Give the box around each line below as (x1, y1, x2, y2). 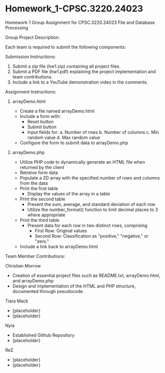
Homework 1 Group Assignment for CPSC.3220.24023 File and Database (5, 19, 156, 25)
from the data (19, 180, 48, 186)
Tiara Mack (5, 298, 28, 304)
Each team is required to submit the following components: (5, 44, 126, 50)
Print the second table (19, 196, 66, 202)
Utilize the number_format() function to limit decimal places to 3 (27, 206, 159, 212)
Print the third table (19, 217, 60, 223)
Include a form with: (19, 113, 61, 119)
